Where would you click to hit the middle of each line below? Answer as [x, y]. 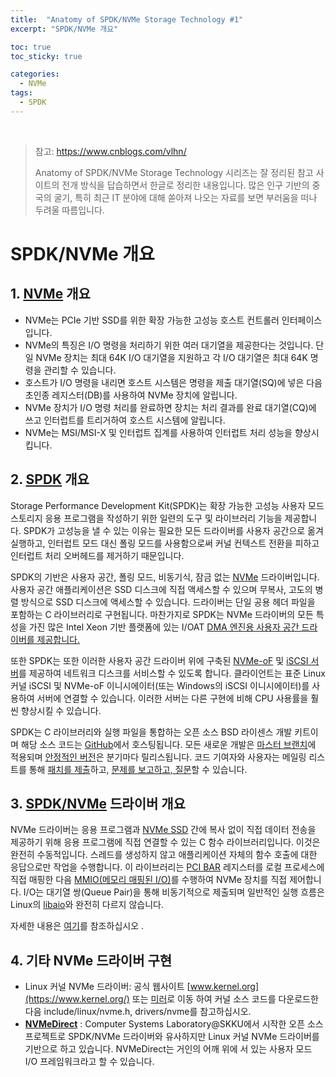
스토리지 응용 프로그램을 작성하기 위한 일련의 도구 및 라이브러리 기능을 [146, 518]
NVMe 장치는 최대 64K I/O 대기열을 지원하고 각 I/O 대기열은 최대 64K [171, 357]
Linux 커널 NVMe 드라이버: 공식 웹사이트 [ [107, 987]
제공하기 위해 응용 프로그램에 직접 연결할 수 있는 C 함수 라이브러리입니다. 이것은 [165, 842]
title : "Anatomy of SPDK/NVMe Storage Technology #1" [127, 19]
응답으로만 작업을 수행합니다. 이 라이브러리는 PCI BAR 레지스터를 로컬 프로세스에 [167, 867]
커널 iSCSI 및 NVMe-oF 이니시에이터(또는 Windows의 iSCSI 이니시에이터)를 [160, 685]
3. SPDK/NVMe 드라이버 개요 [98, 803]
